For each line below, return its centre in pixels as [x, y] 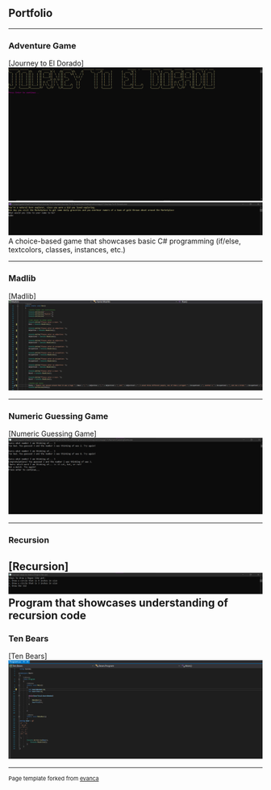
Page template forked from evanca [54, 778]
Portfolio [31, 13]
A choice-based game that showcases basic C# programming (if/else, [125, 241]
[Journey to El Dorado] [46, 63]
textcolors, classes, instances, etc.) [67, 250]
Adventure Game [42, 45]
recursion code [47, 615]
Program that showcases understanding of [118, 603]
